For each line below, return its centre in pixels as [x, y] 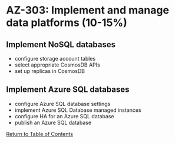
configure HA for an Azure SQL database [64, 116]
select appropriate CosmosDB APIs [57, 65]
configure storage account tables [55, 59]
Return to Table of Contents [40, 134]
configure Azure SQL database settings [62, 104]
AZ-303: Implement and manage [88, 10]
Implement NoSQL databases [61, 44]
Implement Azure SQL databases [68, 90]
